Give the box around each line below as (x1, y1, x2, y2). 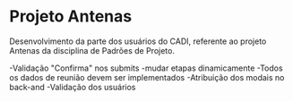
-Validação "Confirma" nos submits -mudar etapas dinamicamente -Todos (9, 63, 284, 73)
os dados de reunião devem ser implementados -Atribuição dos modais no (9, 72, 285, 82)
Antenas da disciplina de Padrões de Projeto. (9, 45, 175, 55)
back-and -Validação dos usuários (9, 81, 136, 92)
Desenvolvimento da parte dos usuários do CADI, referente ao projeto (9, 36, 267, 46)
